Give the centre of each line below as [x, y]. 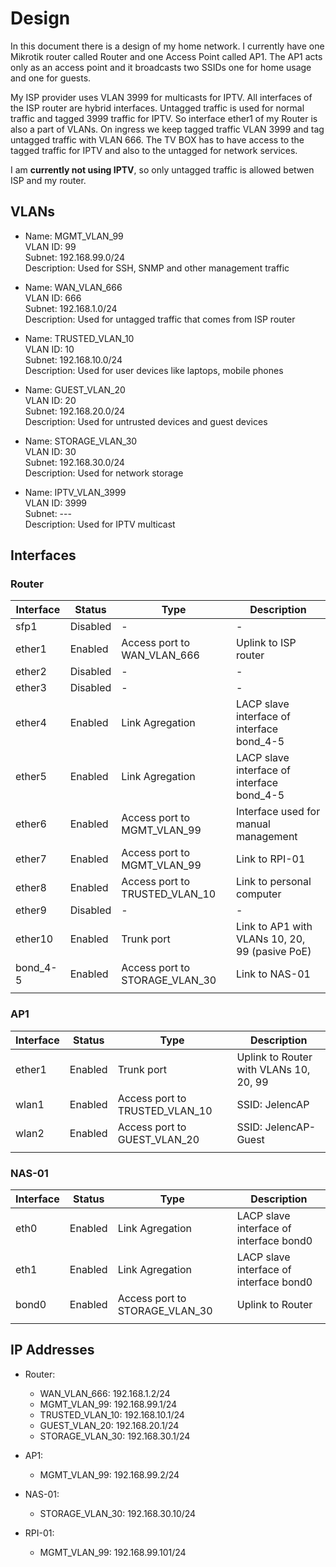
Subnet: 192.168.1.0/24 [71, 308]
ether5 [31, 777]
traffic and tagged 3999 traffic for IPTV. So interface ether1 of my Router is [164, 118]
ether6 [31, 824]
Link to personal [273, 882]
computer [258, 894]
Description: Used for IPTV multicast [100, 524]
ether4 [31, 723]
